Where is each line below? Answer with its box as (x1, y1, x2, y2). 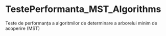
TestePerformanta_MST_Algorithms (5, 3, 161, 15)
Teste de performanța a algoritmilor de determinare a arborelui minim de (5, 20, 157, 26)
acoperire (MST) (5, 25, 40, 31)
